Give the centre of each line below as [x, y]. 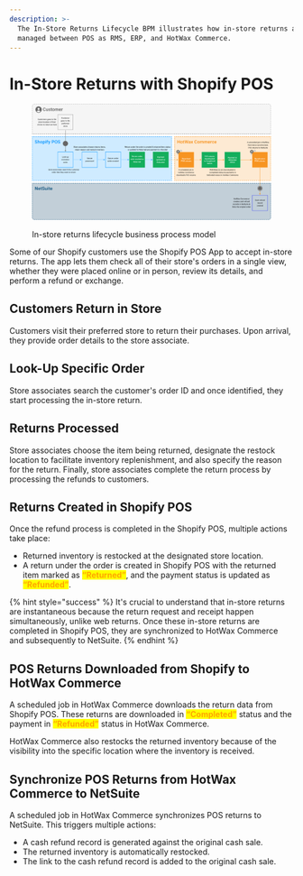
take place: [30, 539]
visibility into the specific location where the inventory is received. [132, 751]
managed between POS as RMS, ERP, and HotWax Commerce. [124, 38]
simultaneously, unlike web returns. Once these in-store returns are [134, 622]
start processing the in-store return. [76, 400]
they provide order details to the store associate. [99, 340]
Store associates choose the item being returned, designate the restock [142, 450]
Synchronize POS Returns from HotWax [123, 779]
